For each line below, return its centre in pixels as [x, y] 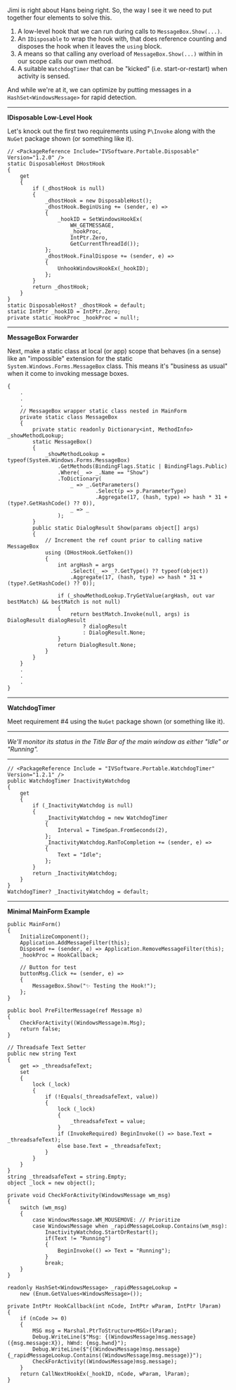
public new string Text [42, 1054]
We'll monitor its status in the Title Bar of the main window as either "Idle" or [118, 741]
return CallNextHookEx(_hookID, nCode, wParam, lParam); [105, 1374]
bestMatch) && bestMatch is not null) [64, 602]
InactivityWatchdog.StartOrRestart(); [101, 1232]
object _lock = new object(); [52, 1183]
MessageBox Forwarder [43, 337]
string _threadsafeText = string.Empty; [67, 1177]
